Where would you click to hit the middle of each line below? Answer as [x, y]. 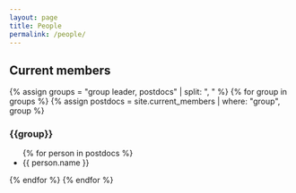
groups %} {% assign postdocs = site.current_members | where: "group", [145, 101]
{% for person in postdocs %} [78, 154]
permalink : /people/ [48, 34]
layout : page [34, 17]
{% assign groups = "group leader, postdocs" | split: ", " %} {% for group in [148, 92]
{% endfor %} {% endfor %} [61, 180]
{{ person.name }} [56, 163]
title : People [36, 26]
